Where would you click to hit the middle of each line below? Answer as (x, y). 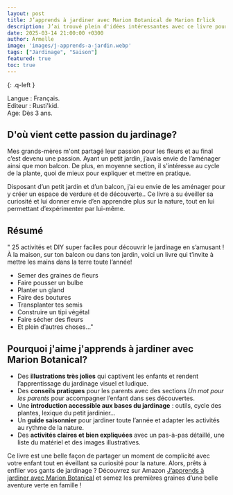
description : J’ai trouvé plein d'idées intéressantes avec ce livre (110, 26)
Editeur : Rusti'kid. (33, 105)
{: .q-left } (21, 84)
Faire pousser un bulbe (50, 283)
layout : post (26, 13)
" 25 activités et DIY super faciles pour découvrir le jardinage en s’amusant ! (116, 247)
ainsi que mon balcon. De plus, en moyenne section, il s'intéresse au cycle (113, 166)
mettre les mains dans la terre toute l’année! (70, 262)
